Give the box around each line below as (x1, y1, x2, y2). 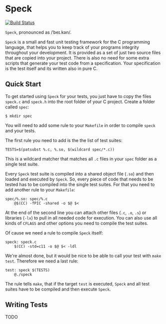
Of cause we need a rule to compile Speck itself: (5, 229, 103, 235)
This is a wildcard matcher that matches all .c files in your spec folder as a (5, 155, 157, 161)
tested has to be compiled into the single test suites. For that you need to (5, 181, 155, 187)
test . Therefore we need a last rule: (5, 258, 79, 264)
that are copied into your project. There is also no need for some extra (5, 54, 150, 60)
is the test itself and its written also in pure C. (5, 65, 98, 71)
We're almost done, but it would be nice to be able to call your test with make (5, 252, 162, 258)
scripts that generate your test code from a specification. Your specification (5, 60, 161, 66)
